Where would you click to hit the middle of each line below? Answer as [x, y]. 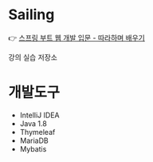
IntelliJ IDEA [39, 115]
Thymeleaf [37, 132]
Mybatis [33, 148]
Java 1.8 [33, 123]
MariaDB [34, 140]
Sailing [31, 15]
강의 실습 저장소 [33, 57]
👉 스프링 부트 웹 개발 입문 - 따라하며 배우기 [76, 38]
